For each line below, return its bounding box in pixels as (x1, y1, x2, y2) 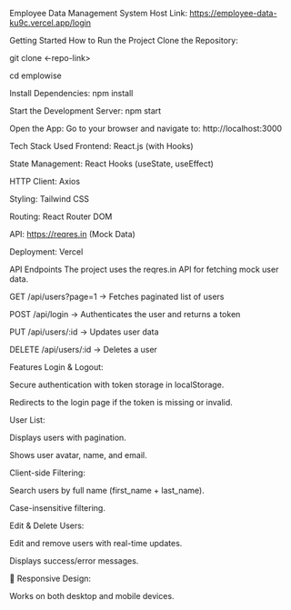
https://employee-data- (189, 8, 277, 18)
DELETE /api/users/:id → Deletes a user (9, 345, 157, 355)
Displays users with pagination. (9, 432, 127, 443)
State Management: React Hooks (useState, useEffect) (9, 158, 214, 169)
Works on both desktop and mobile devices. (9, 591, 175, 601)
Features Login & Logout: (9, 362, 104, 372)
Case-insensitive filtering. (9, 503, 106, 513)
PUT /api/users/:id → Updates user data (9, 326, 159, 337)
